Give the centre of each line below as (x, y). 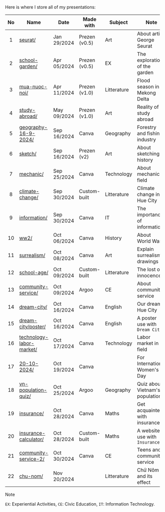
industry (146, 140)
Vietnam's (149, 390)
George (146, 40)
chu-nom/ (31, 476)
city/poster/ (32, 327)
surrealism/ (32, 255)
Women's (148, 370)
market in (148, 343)
